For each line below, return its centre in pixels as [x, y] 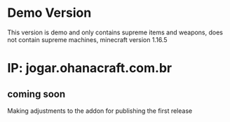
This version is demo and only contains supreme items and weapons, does [115, 32]
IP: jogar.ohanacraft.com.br [90, 68]
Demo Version [49, 13]
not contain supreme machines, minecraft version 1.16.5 [87, 39]
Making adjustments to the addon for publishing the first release [100, 111]
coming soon [36, 94]
